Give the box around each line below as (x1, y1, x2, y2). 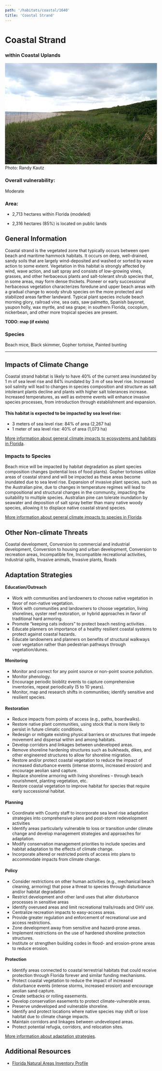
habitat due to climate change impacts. (12, 1013, 90, 1019)
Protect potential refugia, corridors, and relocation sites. (12, 1023, 124, 1030)
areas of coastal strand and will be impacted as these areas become (5, 474, 141, 480)
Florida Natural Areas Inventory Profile (12, 1060, 88, 1066)
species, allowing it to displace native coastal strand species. (5, 505, 126, 511)
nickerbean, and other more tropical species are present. (5, 309, 118, 315)
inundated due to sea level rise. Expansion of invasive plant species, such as (5, 479, 157, 485)
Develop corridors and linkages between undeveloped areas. (12, 742, 134, 748)
